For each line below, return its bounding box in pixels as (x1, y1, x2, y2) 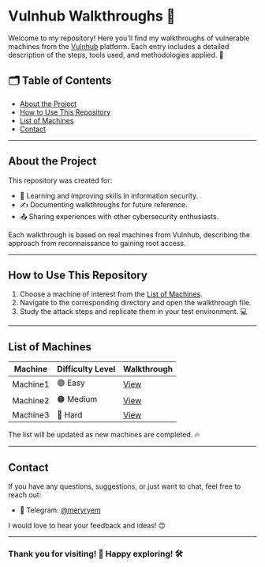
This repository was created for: (8, 176, 113, 185)
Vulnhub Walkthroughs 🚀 (8, 7, 176, 25)
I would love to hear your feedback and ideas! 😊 (8, 521, 166, 530)
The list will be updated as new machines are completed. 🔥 (8, 430, 200, 440)
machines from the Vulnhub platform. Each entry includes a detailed (8, 41, 230, 51)
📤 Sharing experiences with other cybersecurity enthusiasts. (19, 211, 219, 221)
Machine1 (12, 379, 50, 390)
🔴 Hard (57, 410, 83, 421)
